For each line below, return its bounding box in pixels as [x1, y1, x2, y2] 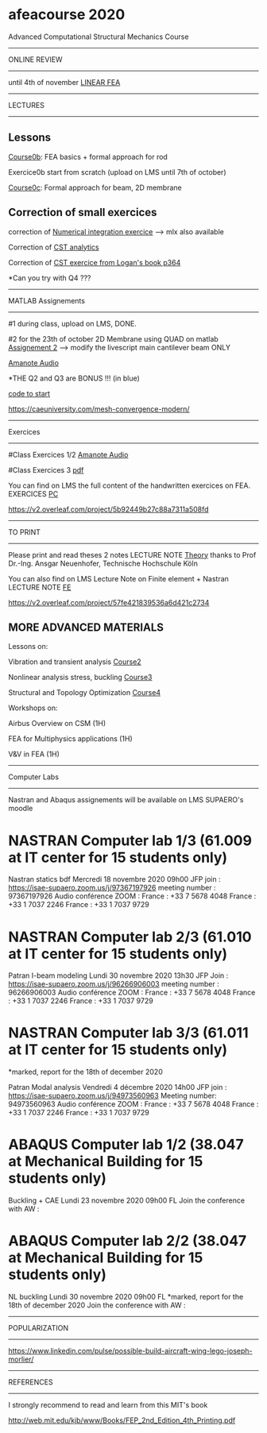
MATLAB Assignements [8, 295, 86, 305]
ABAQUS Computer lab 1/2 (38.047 [8, 1136, 244, 1153]
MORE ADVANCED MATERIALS [8, 620, 164, 634]
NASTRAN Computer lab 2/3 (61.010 [8, 928, 252, 946]
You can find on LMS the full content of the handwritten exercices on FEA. [8, 481, 251, 490]
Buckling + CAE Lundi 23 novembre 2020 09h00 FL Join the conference [8, 1195, 245, 1205]
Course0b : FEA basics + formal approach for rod [8, 152, 168, 161]
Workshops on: [8, 703, 58, 713]
